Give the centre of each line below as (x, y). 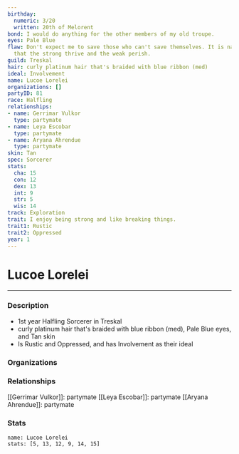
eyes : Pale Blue (31, 41)
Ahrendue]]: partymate (41, 404)
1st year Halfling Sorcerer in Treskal (70, 321)
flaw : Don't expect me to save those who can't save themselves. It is (116, 47)
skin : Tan (22, 153)
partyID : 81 (25, 93)
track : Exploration (36, 213)
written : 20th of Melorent (54, 27)
